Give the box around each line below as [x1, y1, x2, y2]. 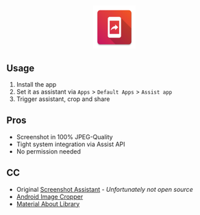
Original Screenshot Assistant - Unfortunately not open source [16, 185, 193, 193]
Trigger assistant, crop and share [16, 95, 110, 103]
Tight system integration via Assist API [16, 140, 125, 148]
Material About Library [16, 199, 80, 207]
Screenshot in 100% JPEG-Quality [16, 132, 114, 141]
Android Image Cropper [16, 192, 84, 201]
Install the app [16, 81, 57, 88]
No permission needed [16, 147, 82, 156]
